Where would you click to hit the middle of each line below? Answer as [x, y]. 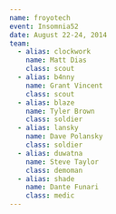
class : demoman [54, 170]
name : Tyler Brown [60, 111]
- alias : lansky [48, 128]
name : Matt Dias [57, 60]
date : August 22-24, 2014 [58, 35]
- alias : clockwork [54, 52]
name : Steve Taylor [63, 162]
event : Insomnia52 [44, 26]
